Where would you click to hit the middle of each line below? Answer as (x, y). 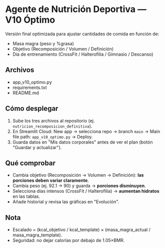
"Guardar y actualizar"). (37, 147)
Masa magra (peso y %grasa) (43, 43)
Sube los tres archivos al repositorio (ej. (54, 120)
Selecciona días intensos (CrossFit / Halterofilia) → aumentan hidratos (86, 191)
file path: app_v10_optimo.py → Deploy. (53, 137)
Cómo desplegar (32, 109)
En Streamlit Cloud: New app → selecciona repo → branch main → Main (86, 131)
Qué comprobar (30, 163)
